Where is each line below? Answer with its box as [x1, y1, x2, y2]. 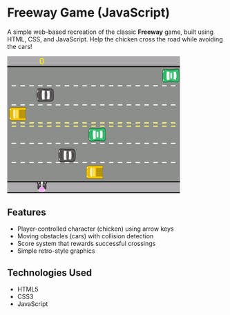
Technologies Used [7, 267, 92, 278]
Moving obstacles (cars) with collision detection [17, 232, 154, 240]
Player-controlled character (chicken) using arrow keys [17, 225, 174, 233]
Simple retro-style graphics [17, 247, 95, 255]
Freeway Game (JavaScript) [7, 5, 171, 21]
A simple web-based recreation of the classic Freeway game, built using [7, 28, 214, 36]
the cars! [7, 42, 32, 50]
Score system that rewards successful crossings [17, 240, 156, 248]
